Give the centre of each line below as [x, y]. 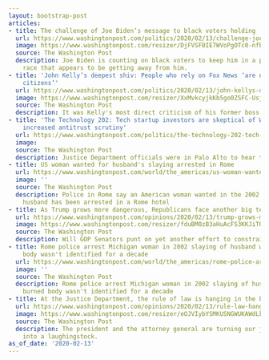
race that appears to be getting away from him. [105, 68]
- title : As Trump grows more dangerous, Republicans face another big [130, 209]
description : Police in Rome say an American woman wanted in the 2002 [138, 194]
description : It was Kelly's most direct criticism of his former [128, 113]
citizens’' [41, 83]
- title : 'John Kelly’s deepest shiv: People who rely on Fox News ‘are [132, 75]
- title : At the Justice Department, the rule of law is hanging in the [132, 299]
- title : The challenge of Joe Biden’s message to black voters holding [132, 30]
